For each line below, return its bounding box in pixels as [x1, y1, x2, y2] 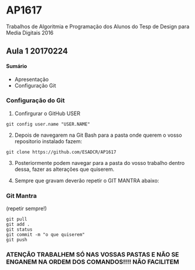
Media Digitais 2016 [6, 29, 54, 36]
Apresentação [14, 76, 49, 83]
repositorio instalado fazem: [14, 137, 83, 144]
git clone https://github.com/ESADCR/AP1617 [6, 149, 117, 155]
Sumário [6, 62, 28, 69]
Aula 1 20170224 [6, 46, 69, 56]
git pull [6, 217, 28, 222]
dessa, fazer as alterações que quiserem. [14, 166, 115, 173]
